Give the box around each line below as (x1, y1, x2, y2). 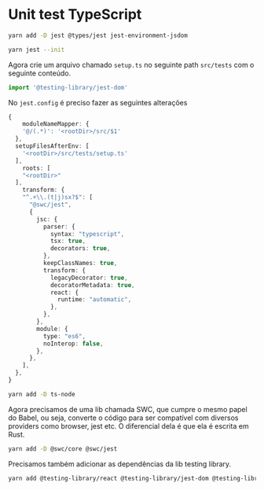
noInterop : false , (42, 340, 104, 348)
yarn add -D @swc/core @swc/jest (8, 444, 118, 453)
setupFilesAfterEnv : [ (15, 142, 90, 150)
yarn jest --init (8, 46, 65, 53)
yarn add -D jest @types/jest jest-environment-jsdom (8, 31, 189, 39)
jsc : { (36, 215, 58, 223)
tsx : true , (49, 238, 86, 245)
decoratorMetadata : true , (49, 281, 135, 289)
